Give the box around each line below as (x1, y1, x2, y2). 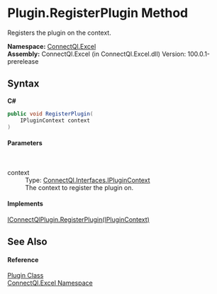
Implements (7, 200, 44, 208)
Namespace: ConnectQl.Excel (7, 42, 96, 50)
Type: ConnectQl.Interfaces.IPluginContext (25, 176, 150, 184)
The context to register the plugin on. (25, 183, 134, 192)
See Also (7, 236, 48, 248)
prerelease (7, 57, 39, 65)
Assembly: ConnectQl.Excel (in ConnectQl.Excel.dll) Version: (7, 50, 187, 58)
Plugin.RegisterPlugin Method (7, 5, 189, 21)
